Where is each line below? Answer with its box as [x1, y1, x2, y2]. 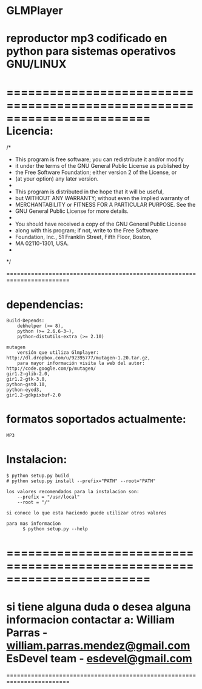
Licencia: [6, 124, 53, 137]
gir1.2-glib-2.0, [6, 371, 50, 377]
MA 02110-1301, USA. [15, 240, 69, 247]
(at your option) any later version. [15, 175, 99, 182]
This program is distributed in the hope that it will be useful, [15, 188, 164, 195]
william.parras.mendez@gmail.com [6, 639, 190, 653]
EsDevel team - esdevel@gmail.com [6, 651, 192, 665]
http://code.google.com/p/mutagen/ [6, 365, 96, 372]
